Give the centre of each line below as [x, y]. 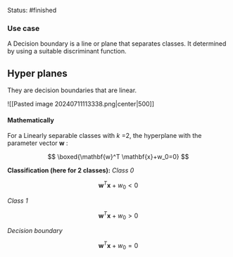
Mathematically [31, 120]
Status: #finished [32, 10]
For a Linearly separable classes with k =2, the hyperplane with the [105, 136]
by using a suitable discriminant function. [67, 51]
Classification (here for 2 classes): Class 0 [71, 170]
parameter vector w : [38, 143]
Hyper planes [38, 73]
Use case [24, 28]
